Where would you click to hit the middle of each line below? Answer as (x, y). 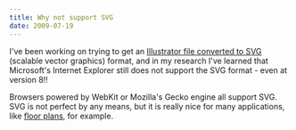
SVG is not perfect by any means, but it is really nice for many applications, (147, 106)
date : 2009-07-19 (41, 26)
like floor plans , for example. (62, 116)
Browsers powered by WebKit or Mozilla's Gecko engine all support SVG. (144, 97)
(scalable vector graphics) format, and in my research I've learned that (139, 61)
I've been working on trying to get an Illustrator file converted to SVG (136, 51)
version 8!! (29, 79)
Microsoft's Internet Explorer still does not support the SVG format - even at (148, 70)
